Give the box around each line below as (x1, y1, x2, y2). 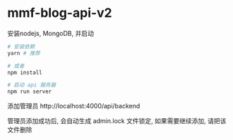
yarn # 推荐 (7, 49, 40, 57)
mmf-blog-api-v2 (7, 5, 112, 21)
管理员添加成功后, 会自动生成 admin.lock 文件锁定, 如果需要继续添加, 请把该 (7, 117, 227, 125)
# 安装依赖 (7, 43, 35, 50)
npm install (7, 69, 42, 76)
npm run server (7, 88, 52, 96)
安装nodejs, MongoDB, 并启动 (7, 29, 94, 37)
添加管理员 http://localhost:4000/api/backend (7, 102, 141, 110)
